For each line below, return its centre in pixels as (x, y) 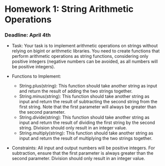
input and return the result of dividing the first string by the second (87, 123)
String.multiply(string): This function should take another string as (86, 133)
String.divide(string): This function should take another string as (84, 118)
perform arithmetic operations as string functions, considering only (80, 56)
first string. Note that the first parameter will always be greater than (88, 107)
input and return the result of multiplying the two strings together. (86, 138)
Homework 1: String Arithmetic (69, 9)
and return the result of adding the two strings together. (76, 91)
